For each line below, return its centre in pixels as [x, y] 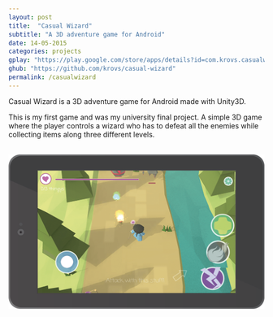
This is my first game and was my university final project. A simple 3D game [135, 117]
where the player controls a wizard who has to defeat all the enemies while [134, 125]
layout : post [30, 17]
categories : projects [45, 52]
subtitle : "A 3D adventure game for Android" [87, 34]
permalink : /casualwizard [52, 77]
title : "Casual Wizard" [50, 26]
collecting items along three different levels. [82, 134]
